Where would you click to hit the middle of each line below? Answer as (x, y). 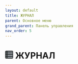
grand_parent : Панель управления (39, 26)
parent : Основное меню (28, 21)
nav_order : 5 (18, 31)
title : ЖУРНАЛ (20, 15)
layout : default (22, 10)
